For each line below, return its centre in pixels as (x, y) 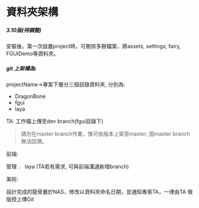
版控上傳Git (20, 199)
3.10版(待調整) (24, 30)
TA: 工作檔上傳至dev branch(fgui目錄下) (55, 121)
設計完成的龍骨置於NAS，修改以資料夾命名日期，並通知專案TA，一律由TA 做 (99, 192)
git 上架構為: (21, 68)
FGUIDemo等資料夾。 (33, 53)
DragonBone (30, 96)
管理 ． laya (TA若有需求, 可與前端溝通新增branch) (68, 166)
